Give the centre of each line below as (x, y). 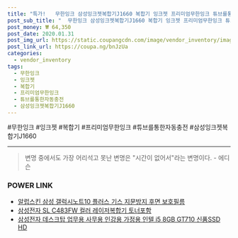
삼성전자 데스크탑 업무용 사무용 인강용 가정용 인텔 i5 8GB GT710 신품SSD (119, 220)
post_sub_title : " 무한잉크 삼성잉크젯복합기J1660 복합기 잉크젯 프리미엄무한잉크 (115, 21)
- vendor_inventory (42, 60)
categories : (25, 54)
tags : (15, 67)
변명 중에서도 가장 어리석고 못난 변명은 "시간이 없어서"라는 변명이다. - (121, 157)
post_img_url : (28, 40)
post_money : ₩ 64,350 (39, 27)
